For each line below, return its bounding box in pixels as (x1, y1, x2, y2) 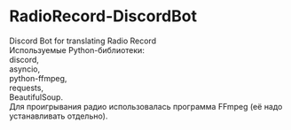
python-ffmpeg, (9, 73, 67, 83)
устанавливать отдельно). (9, 111, 108, 121)
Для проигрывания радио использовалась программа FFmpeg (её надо (9, 101, 283, 111)
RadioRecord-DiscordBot (9, 6, 198, 27)
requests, (9, 82, 44, 93)
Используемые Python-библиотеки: (9, 44, 145, 55)
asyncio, (9, 64, 41, 74)
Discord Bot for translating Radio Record (9, 35, 157, 46)
